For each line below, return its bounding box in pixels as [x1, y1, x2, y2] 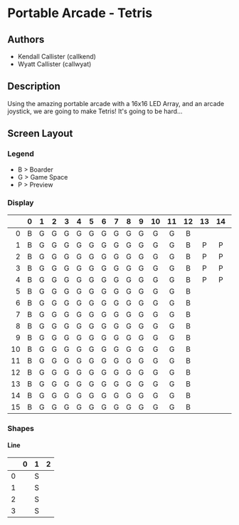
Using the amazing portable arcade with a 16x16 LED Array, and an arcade [7, 99, 225, 108]
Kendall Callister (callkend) [17, 52, 96, 61]
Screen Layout [7, 128, 73, 140]
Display [7, 198, 34, 208]
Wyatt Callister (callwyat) [17, 60, 92, 68]
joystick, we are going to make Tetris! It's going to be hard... [7, 107, 183, 115]
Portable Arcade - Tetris [7, 5, 153, 21]
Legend [7, 149, 34, 159]
